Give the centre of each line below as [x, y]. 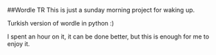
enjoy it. [18, 44]
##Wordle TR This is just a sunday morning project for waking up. [101, 10]
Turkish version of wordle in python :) [61, 23]
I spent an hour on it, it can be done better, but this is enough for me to [108, 36]
